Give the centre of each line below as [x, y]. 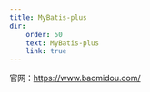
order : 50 [45, 34]
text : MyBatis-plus [63, 43]
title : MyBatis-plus [49, 18]
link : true [46, 51]
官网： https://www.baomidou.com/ [75, 78]
